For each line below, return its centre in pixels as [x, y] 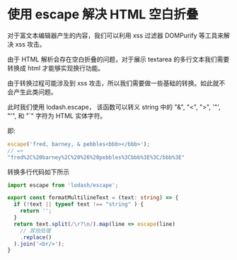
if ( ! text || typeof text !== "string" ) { [79, 205]
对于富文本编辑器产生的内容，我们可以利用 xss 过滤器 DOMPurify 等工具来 [116, 35]
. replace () [36, 237]
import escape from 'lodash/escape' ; [63, 185]
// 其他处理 [35, 230]
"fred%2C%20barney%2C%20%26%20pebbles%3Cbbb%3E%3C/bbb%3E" [96, 157]
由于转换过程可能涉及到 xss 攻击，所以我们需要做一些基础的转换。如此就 [113, 83]
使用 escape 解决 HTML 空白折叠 [103, 14]
